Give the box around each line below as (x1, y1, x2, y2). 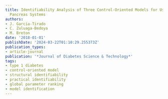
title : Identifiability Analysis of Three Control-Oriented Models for (5, 7, 157, 12)
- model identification (5, 86, 55, 91)
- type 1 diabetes (5, 63, 43, 68)
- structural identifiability (5, 72, 68, 77)
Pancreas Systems (9, 12, 46, 17)
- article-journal (5, 49, 43, 54)
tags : (5, 58, 16, 63)
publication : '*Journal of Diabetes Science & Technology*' (5, 53, 133, 59)
